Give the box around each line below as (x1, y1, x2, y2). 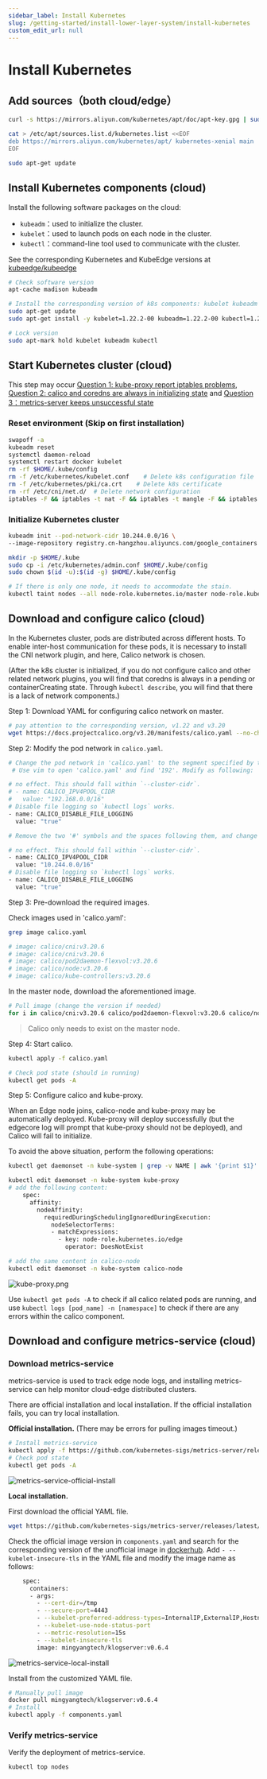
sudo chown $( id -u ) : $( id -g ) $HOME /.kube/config (8, 568, 176, 576)
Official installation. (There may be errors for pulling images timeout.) (8, 1424, 238, 1433)
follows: (8, 1561, 34, 1571)
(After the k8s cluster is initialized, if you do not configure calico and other (8, 665, 251, 675)
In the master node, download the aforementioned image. (8, 986, 196, 996)
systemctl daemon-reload (8, 451, 91, 459)
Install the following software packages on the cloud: (8, 202, 181, 211)
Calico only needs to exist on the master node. (27, 1023, 180, 1033)
